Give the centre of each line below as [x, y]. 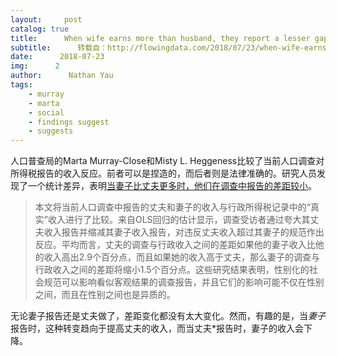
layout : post [46, 19]
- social [46, 112]
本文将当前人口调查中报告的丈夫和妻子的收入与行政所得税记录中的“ [172, 207]
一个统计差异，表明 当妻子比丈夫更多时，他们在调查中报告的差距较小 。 [172, 186]
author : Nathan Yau [62, 76]
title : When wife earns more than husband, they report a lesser [160, 38]
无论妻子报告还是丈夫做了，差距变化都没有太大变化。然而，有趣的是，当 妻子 [168, 316]
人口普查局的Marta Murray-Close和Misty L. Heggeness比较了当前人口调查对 [167, 161]
